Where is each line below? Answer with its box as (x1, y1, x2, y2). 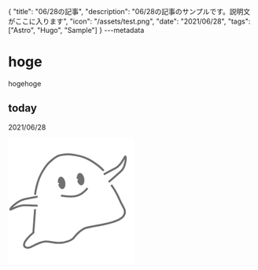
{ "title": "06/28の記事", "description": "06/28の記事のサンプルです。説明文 (8, 7, 251, 16)
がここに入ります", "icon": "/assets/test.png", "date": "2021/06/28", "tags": (8, 16, 251, 26)
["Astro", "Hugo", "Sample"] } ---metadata (8, 26, 145, 35)
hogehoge (8, 78, 42, 88)
